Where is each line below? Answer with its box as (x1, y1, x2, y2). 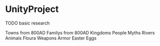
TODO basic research (5, 20, 50, 26)
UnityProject (5, 3, 59, 15)
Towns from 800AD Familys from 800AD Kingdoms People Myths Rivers (5, 29, 155, 35)
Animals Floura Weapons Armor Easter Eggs (5, 35, 97, 41)
